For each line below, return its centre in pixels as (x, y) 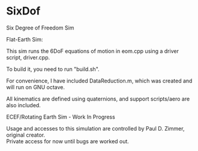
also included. (23, 105)
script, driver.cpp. (28, 57)
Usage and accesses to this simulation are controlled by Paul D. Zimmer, (95, 128)
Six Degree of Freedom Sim (40, 28)
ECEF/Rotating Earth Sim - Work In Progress (61, 117)
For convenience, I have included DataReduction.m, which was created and (99, 81)
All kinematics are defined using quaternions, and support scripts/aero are (98, 99)
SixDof (23, 11)
